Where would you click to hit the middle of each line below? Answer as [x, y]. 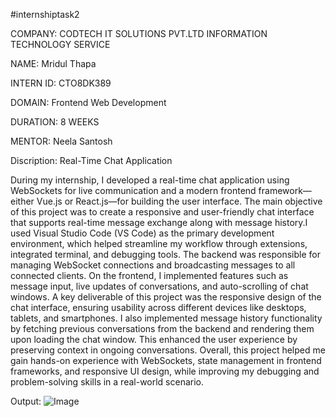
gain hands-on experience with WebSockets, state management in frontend [166, 360]
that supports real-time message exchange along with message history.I [159, 222]
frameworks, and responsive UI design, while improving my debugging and [165, 371]
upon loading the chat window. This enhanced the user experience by [154, 339]
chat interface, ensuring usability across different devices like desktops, [158, 307]
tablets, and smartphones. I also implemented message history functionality [166, 318]
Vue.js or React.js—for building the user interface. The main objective [179, 201]
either [22, 201]
